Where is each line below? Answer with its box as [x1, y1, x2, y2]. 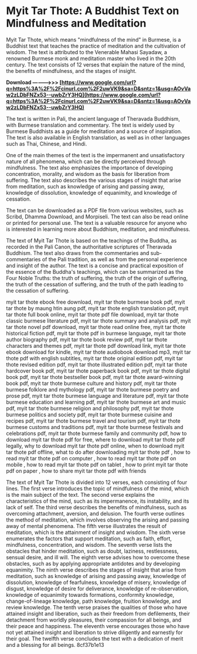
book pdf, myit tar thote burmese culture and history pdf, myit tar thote [6, 380, 177, 387]
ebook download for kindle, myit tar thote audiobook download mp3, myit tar [6, 348, 192, 356]
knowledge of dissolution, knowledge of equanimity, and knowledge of [6, 189, 178, 196]
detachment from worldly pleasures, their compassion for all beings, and [6, 616, 182, 623]
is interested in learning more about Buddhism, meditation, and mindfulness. [6, 225, 191, 233]
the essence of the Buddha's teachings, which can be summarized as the [6, 268, 184, 275]
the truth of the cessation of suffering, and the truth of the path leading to [6, 281, 184, 288]
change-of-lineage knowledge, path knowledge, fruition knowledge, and [6, 597, 182, 605]
